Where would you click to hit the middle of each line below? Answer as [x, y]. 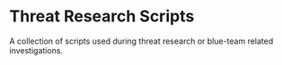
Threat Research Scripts [102, 16]
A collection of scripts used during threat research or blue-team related [141, 41]
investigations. [36, 50]
